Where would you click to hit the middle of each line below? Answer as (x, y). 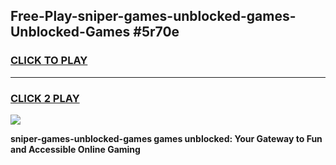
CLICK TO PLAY (49, 61)
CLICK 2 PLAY (45, 98)
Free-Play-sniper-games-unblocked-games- (153, 16)
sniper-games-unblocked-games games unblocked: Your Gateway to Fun (166, 138)
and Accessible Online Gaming (75, 149)
